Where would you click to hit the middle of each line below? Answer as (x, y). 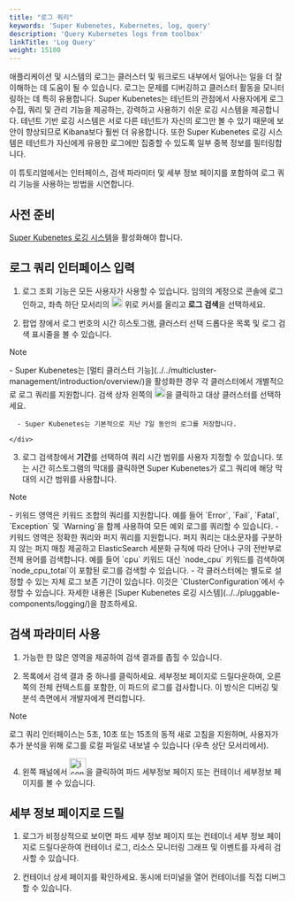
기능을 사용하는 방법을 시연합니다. (76, 184)
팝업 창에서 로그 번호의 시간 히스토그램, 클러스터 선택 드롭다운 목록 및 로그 (149, 323)
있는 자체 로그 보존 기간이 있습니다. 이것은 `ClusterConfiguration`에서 (155, 581)
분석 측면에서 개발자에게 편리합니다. (83, 698)
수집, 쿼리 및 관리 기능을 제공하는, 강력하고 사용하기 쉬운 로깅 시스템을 (129, 110)
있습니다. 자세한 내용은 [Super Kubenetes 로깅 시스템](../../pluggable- (157, 592)
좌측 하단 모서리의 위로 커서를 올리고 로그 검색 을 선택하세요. (157, 304)
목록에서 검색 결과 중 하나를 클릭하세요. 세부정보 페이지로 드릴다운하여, (143, 676)
